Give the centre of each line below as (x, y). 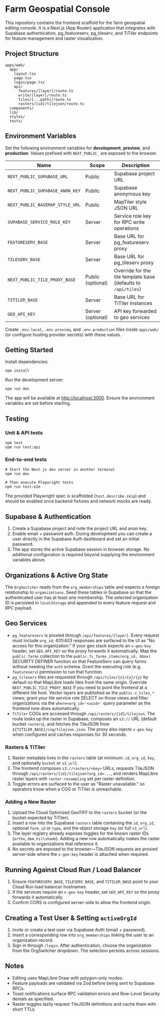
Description (136, 165)
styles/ (17, 116)
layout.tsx (25, 74)
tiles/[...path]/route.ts (44, 99)
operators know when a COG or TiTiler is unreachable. (67, 789)
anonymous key (132, 194)
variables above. (29, 560)
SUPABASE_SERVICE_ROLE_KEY (39, 222)
